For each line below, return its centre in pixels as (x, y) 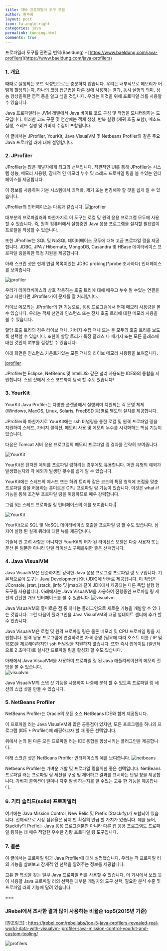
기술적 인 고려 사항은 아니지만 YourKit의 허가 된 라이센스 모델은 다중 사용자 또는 (82, 541)
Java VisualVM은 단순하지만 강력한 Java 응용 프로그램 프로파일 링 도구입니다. (81, 573)
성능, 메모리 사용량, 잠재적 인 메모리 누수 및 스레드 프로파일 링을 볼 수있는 (81, 173)
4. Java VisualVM (27, 561)
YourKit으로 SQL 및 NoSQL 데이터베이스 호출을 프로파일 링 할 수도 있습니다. (79, 525)
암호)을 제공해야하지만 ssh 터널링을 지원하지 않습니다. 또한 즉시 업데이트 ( (77, 644)
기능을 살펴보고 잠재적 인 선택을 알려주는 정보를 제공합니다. (68, 864)
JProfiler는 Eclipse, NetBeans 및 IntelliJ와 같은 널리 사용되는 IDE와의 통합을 (80, 373)
